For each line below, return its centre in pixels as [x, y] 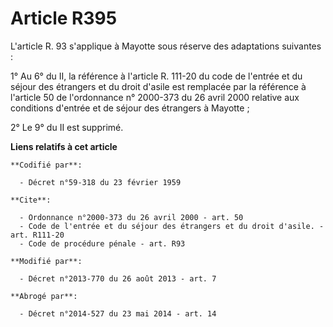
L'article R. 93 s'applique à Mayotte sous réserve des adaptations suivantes [166, 46]
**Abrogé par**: [44, 296]
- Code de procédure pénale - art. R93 [102, 243]
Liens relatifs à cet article [64, 146]
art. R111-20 [37, 235]
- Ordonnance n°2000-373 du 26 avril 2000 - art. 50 [131, 217]
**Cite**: [31, 200]
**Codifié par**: [46, 165]
